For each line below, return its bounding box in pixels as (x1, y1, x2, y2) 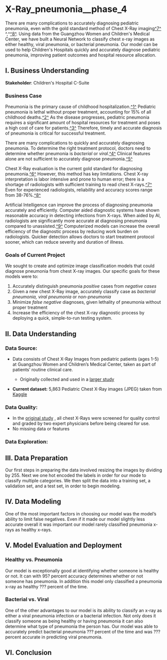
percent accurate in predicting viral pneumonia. (5, 634, 103, 640)
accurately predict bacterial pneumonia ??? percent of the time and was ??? (5, 628, 161, 634)
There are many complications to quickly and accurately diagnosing (5, 140, 145, 146)
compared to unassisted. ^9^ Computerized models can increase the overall (5, 223, 160, 229)
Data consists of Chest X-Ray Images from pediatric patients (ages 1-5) (12, 356, 159, 362)
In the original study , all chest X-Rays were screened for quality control (12, 415, 160, 421)
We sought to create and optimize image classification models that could (5, 263, 155, 269)
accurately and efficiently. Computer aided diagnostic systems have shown (5, 207, 160, 213)
